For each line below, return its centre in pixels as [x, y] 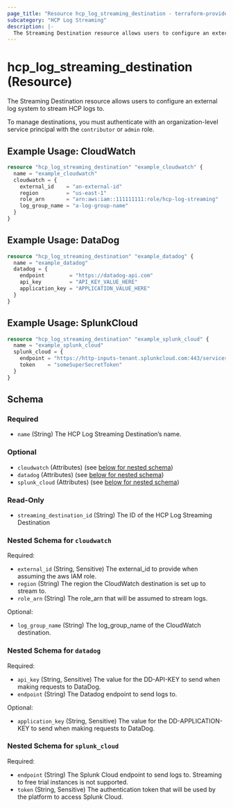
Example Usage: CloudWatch [71, 151]
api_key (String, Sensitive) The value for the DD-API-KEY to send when [119, 679]
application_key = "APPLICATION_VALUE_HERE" [85, 289]
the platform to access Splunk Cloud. [70, 797]
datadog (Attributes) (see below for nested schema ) [90, 474]
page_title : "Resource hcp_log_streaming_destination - [89, 14]
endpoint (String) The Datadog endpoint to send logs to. [97, 694]
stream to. [32, 591]
